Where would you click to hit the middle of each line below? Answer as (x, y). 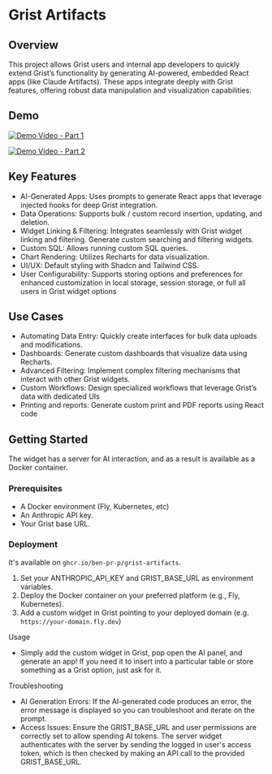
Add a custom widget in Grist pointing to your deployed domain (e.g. (134, 612)
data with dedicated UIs (60, 396)
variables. (37, 586)
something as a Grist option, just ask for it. (91, 670)
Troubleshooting (36, 685)
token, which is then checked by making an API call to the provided (132, 753)
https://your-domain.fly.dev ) (71, 621)
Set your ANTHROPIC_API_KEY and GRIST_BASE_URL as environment (137, 577)
